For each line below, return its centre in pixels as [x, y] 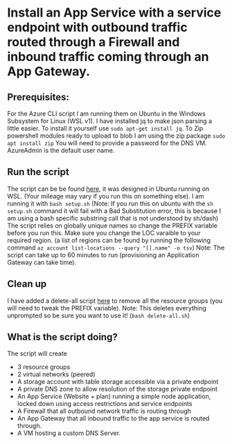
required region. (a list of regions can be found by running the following [109, 240]
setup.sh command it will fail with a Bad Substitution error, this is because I [114, 211]
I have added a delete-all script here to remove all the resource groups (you [115, 300]
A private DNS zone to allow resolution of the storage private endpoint [117, 389]
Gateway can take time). [42, 262]
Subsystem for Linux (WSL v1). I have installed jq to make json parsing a [110, 121]
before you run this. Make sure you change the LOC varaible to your [104, 232]
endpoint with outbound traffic [98, 27]
